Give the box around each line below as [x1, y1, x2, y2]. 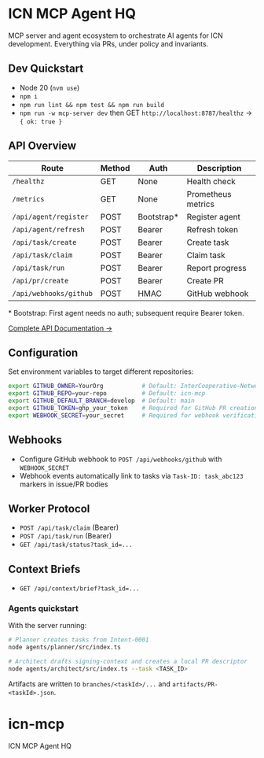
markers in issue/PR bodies [19, 479, 108, 489]
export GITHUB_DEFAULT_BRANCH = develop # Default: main [8, 397, 195, 405]
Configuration [8, 346, 79, 359]
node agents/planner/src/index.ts [8, 643, 122, 652]
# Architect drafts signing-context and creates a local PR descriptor [8, 658, 247, 666]
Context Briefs [8, 562, 81, 575]
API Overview [8, 139, 77, 153]
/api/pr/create [12, 276, 69, 285]
